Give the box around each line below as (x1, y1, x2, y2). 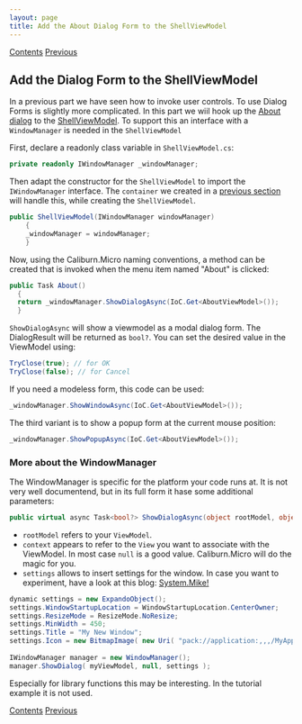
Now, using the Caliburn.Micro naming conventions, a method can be (9, 254, 265, 265)
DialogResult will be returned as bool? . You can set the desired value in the (9, 332, 286, 343)
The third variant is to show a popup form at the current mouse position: (9, 417, 276, 428)
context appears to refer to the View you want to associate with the (22, 538, 270, 549)
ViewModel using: (9, 341, 76, 352)
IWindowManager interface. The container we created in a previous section (9, 186, 281, 196)
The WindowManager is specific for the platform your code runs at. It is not (9, 476, 289, 487)
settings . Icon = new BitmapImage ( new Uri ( (9, 637, 175, 646)
